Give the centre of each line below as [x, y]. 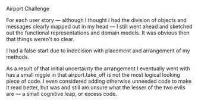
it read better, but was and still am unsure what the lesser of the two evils [96, 88]
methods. [18, 57]
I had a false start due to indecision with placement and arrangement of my [98, 51]
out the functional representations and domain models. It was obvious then [98, 33]
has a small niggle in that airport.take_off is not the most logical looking [93, 75]
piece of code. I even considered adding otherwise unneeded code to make [99, 81]
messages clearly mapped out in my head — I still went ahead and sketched [99, 26]
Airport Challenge [28, 9]
